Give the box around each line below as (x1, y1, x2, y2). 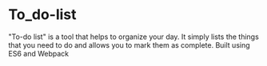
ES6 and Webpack (8, 49, 70, 58)
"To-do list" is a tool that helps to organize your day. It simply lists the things (8, 32, 260, 41)
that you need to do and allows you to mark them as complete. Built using (8, 40, 250, 49)
